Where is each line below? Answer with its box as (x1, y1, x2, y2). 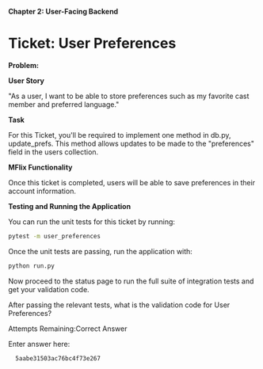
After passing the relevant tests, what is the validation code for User (8, 300, 231, 310)
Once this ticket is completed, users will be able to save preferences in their (8, 177, 256, 187)
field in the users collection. (8, 146, 99, 157)
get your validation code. (8, 284, 90, 294)
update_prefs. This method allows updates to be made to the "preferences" (8, 139, 255, 148)
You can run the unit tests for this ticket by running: (8, 217, 176, 226)
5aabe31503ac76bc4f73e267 (15, 354, 101, 363)
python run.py (8, 261, 55, 270)
